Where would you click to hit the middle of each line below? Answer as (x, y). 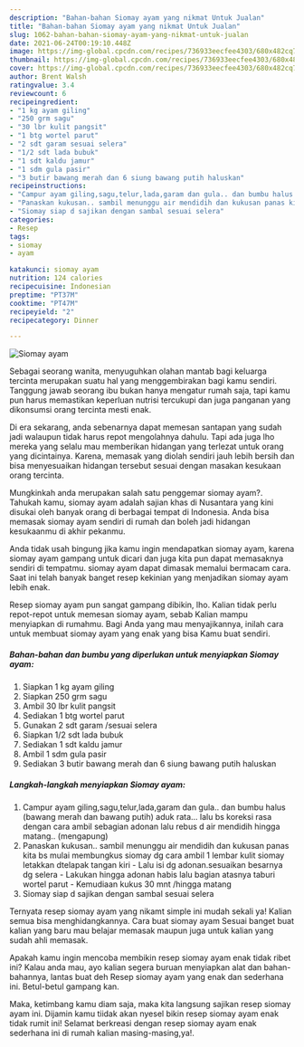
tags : (19, 236)
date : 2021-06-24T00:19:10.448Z (70, 43)
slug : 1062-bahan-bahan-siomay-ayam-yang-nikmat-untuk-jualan (129, 34)
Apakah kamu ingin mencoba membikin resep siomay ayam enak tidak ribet (150, 958)
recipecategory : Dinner (54, 320)
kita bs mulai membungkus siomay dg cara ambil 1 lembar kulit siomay (153, 855)
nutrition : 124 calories (56, 278)
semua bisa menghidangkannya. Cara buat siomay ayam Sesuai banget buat (152, 921)
